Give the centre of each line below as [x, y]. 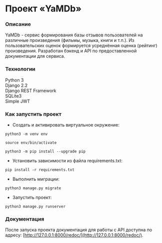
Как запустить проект [33, 114]
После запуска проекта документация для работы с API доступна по [79, 230]
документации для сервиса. [35, 56]
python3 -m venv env [27, 134]
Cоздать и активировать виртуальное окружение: [66, 125]
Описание [18, 24]
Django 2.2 [16, 85]
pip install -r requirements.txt [40, 170]
